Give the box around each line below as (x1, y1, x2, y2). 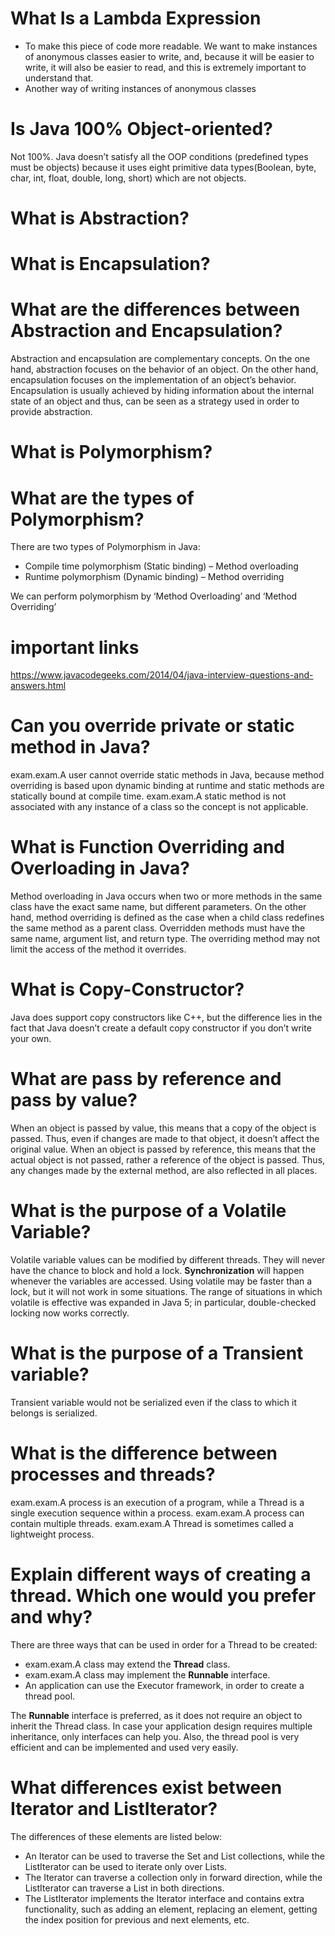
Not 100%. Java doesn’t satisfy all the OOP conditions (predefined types (10, 150, 309, 162)
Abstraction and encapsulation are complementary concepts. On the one (10, 353, 311, 365)
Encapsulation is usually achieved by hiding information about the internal (10, 385, 315, 397)
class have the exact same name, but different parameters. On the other (10, 901, 307, 913)
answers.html (10, 680, 67, 692)
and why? (10, 1606, 93, 1628)
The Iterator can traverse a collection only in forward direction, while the (24, 1871, 323, 1883)
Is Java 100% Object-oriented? (10, 118, 273, 141)
